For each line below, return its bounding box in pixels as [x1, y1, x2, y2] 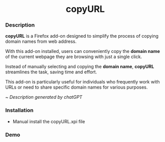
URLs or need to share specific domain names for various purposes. [5, 84, 148, 91]
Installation [5, 107, 34, 114]
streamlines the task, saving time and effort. [5, 69, 97, 75]
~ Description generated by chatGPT [5, 94, 83, 100]
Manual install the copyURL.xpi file [12, 118, 85, 124]
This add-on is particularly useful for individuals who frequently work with [5, 79, 160, 85]
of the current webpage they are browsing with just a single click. [5, 53, 142, 60]
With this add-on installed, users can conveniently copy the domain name [5, 48, 160, 54]
